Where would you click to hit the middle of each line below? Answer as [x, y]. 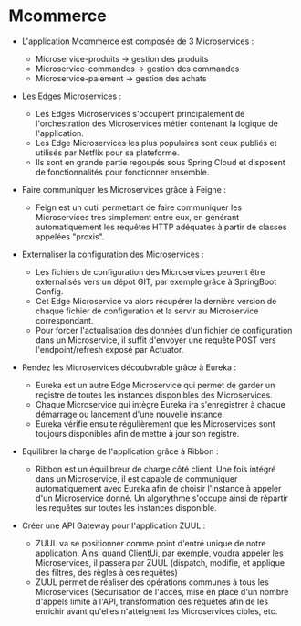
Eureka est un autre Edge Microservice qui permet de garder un [155, 385]
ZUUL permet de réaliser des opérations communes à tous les [152, 582]
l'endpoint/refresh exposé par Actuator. [109, 349]
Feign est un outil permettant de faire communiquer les [139, 207]
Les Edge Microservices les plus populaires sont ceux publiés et [156, 143]
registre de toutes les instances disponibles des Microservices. [154, 395]
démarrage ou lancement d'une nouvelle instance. [130, 414]
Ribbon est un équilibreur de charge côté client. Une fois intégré [156, 469]
